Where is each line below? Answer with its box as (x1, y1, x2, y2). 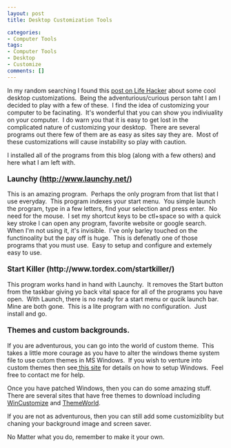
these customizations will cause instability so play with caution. (7, 137, 188, 145)
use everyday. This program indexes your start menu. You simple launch (7, 197, 216, 205)
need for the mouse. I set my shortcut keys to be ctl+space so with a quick (7, 212, 221, 221)
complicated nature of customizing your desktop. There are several (7, 123, 200, 131)
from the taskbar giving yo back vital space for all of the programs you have (7, 287, 223, 296)
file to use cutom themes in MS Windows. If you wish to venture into (7, 356, 202, 365)
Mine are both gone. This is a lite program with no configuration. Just (7, 303, 207, 311)
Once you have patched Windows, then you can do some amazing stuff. (7, 384, 212, 393)
